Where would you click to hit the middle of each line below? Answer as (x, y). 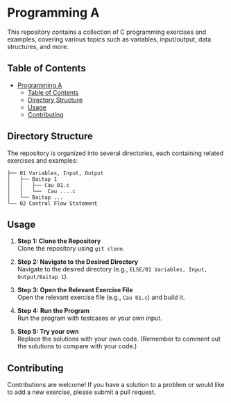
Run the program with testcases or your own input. (90, 318)
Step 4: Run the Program (53, 311)
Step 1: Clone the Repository (59, 241)
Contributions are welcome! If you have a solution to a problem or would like (116, 385)
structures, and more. (38, 46)
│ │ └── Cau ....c (42, 191)
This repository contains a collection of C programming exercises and (107, 32)
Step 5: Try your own (48, 332)
